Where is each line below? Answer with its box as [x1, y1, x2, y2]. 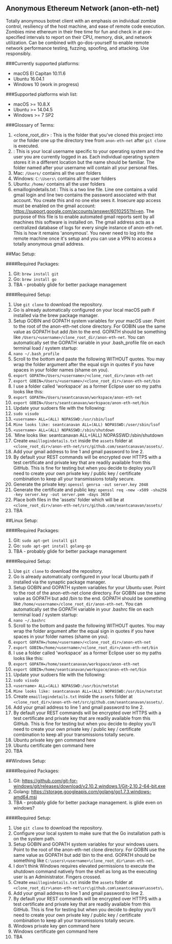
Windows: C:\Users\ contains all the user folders [13, 175, 116, 182]
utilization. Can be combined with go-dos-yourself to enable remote [6, 39, 149, 46]
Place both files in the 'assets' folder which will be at [13, 496, 124, 503]
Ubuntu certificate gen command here [13, 742, 94, 748]
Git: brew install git [13, 270, 59, 276]
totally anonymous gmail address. [13, 240, 84, 247]
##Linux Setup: [6, 517, 38, 524]
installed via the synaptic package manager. [13, 579, 106, 585]
